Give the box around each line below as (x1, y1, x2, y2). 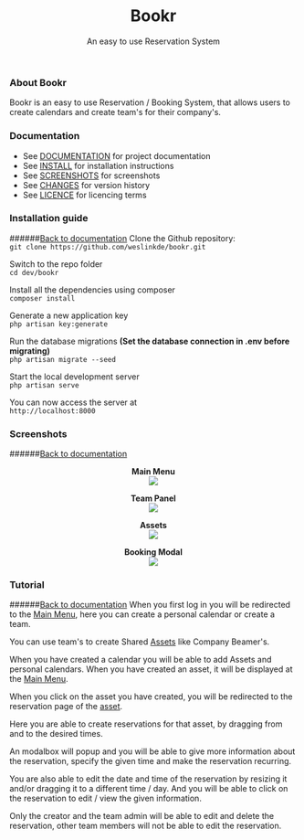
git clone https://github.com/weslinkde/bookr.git (9, 242, 206, 251)
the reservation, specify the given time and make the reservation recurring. (9, 756, 292, 767)
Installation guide (9, 212, 89, 225)
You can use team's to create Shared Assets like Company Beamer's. (9, 636, 270, 647)
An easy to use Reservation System (86, 36, 221, 47)
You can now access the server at (9, 397, 138, 408)
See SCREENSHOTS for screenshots (22, 170, 161, 181)
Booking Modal (124, 547, 183, 558)
